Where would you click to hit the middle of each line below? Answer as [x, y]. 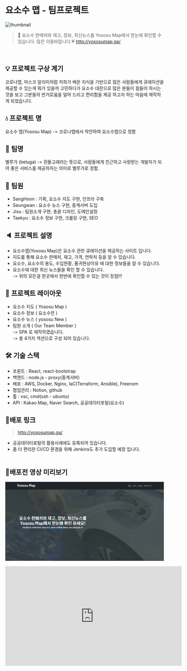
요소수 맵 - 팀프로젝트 [47, 10]
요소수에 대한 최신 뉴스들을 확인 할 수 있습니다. [58, 270]
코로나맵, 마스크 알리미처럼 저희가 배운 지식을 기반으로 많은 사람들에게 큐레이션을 [85, 82]
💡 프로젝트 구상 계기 [35, 69]
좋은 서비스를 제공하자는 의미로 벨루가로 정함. [55, 168]
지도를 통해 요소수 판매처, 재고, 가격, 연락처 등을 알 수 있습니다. [74, 257]
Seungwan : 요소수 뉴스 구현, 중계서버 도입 [55, 205]
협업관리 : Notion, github [37, 390]
